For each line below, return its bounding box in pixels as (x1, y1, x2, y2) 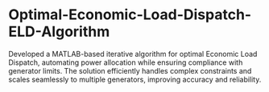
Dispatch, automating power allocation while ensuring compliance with (8, 58, 243, 67)
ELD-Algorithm (8, 22, 110, 41)
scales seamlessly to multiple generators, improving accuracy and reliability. (8, 74, 262, 84)
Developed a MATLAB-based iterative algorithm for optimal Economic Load (8, 49, 258, 58)
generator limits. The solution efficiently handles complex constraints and (8, 66, 252, 75)
